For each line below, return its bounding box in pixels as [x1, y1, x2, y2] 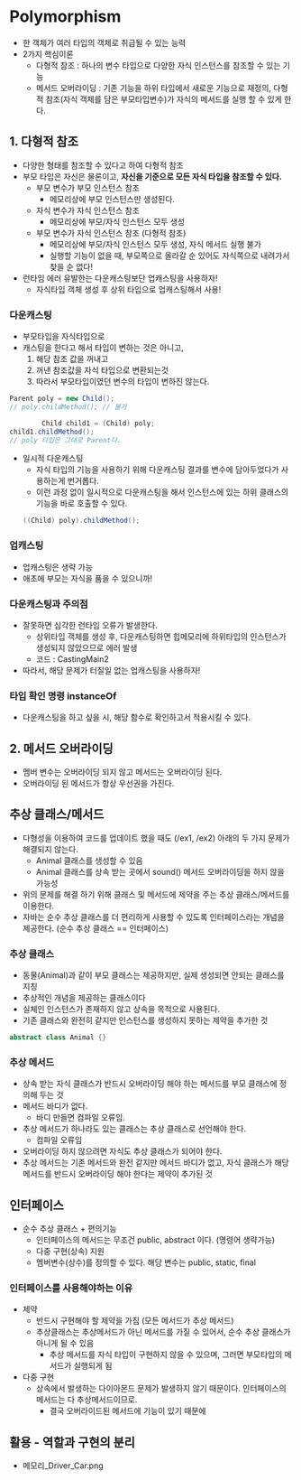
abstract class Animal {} [9, 1033, 106, 1042]
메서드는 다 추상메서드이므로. [35, 1394, 138, 1405]
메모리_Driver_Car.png [22, 1460, 104, 1471]
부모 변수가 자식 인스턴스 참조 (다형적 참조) [35, 228, 187, 238]
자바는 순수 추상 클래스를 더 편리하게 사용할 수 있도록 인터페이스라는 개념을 [22, 911, 286, 922]
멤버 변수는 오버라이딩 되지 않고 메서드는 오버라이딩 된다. [22, 767, 223, 777]
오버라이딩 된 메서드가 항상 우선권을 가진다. [22, 778, 175, 788]
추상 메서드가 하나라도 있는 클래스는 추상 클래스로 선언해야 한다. [22, 1123, 246, 1134]
